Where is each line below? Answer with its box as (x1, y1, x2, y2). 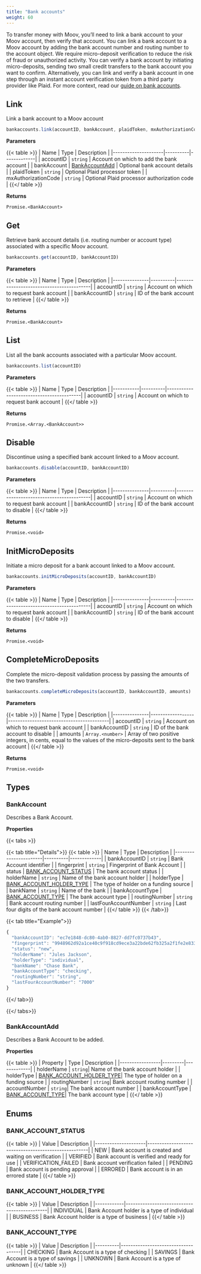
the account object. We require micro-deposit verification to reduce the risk (6, 50, 193, 57)
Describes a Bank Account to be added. (6, 1036, 105, 1043)
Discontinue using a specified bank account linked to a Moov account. (6, 453, 179, 460)
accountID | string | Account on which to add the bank (41, 155, 177, 162)
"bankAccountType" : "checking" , (11, 968, 93, 974)
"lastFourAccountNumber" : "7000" (11, 980, 95, 986)
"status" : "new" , (11, 945, 55, 952)
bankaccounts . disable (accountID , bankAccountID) (6, 465, 130, 471)
